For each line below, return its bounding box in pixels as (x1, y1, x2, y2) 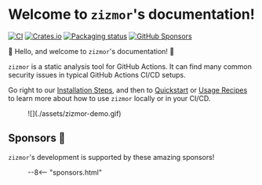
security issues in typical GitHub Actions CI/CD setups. (8, 70, 186, 79)
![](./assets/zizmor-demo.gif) (27, 108, 122, 118)
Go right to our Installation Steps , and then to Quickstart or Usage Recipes (8, 85, 248, 95)
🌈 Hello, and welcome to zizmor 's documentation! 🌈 (8, 46, 175, 56)
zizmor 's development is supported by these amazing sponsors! (8, 152, 215, 161)
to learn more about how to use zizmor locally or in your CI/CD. (8, 93, 211, 103)
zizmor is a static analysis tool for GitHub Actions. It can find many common (8, 61, 253, 71)
